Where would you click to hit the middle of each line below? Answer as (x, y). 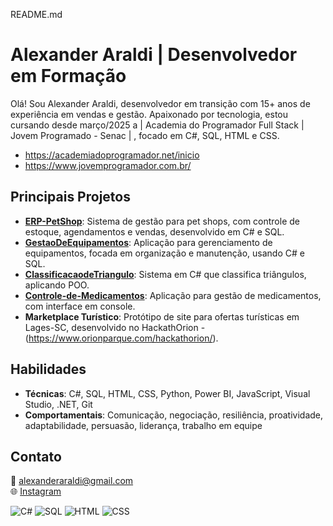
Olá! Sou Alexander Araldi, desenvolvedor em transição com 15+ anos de (160, 103)
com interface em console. (80, 306)
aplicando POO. (57, 285)
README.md (36, 14)
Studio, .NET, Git (58, 404)
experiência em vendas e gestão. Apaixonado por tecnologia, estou (149, 114)
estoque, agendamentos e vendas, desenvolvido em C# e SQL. (154, 231)
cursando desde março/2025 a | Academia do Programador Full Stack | (157, 125)
